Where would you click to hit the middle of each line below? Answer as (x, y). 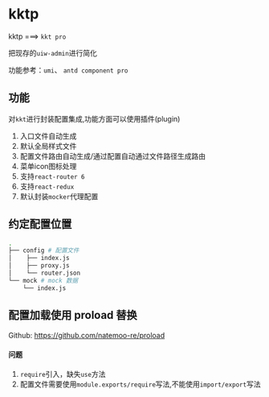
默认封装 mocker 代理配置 (59, 196)
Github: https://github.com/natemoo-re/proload (87, 335)
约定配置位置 (40, 224)
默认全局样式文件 (48, 146)
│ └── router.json (45, 273)
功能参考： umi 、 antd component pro (68, 70)
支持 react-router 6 (53, 176)
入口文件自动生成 (48, 136)
